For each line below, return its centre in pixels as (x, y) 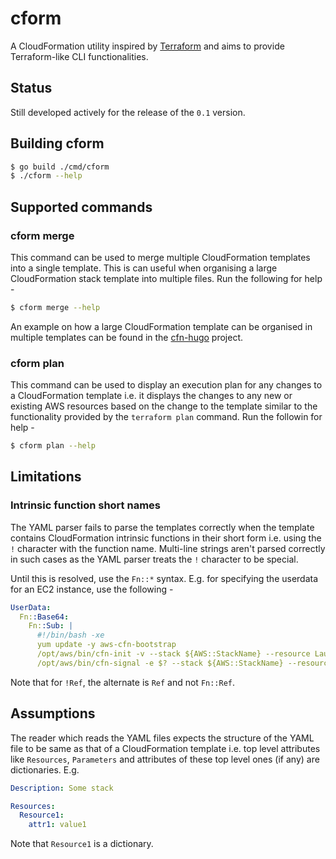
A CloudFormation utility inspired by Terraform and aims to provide (147, 46)
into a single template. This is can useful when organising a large (144, 268)
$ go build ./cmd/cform (60, 167)
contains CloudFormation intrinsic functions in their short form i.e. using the (166, 538)
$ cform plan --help (53, 446)
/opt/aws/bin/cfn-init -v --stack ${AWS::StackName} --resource (173, 654)
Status (31, 88)
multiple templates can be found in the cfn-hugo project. (127, 337)
